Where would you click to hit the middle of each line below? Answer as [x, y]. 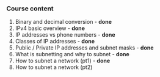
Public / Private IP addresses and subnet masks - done [84, 48]
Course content [30, 9]
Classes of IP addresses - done [55, 42]
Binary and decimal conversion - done [63, 22]
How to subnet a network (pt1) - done [63, 61]
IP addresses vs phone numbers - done [65, 35]
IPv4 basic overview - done [50, 28]
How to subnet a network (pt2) [54, 67]
